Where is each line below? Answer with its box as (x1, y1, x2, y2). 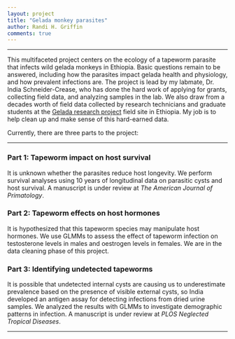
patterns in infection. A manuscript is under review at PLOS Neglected (7, 310, 209, 319)
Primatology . (7, 191, 44, 200)
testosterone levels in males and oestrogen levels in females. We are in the (7, 239, 222, 247)
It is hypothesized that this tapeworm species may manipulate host (7, 224, 200, 233)
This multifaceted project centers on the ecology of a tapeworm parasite (7, 55, 216, 64)
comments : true (7, 29, 52, 37)
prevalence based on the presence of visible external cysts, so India (7, 288, 204, 296)
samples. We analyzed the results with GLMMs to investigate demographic (7, 303, 222, 311)
